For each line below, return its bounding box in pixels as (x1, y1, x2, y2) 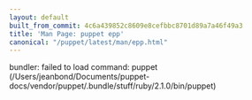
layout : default (9, 12, 69, 22)
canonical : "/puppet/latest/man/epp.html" (9, 37, 168, 47)
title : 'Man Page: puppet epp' (9, 29, 125, 38)
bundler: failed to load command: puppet (9, 62, 158, 73)
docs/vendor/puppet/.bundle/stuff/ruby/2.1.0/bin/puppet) (9, 81, 217, 91)
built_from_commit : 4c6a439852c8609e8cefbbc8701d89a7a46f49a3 (9, 21, 243, 30)
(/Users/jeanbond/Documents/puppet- (9, 72, 150, 82)
